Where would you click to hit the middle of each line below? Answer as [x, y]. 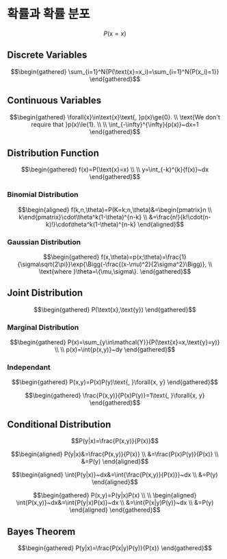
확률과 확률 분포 [49, 14]
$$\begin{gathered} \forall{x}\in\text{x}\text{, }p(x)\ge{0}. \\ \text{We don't [115, 117]
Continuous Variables [54, 100]
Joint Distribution [45, 293]
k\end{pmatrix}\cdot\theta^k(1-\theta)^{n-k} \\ [83, 217]
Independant [29, 367]
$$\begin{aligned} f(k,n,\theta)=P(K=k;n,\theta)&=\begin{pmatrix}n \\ [115, 209]
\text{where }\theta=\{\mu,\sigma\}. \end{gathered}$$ [115, 271]
